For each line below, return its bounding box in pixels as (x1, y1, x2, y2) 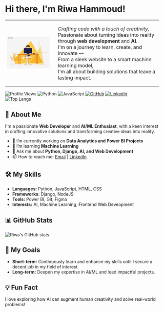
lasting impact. (58, 74, 92, 81)
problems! (5, 302, 25, 308)
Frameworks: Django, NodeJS (12, 191, 74, 197)
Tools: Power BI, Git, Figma (12, 196, 67, 202)
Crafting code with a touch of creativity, (58, 25, 150, 32)
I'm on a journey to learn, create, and (58, 44, 143, 50)
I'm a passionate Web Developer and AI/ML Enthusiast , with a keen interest (5, 123, 159, 129)
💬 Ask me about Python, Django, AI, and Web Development (12, 148, 133, 154)
